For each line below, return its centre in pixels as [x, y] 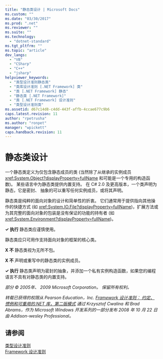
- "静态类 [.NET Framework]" [38, 96]
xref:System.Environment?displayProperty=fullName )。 [61, 219]
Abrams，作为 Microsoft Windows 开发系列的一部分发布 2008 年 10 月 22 [79, 310]
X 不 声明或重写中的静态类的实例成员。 [44, 260]
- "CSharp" [20, 64]
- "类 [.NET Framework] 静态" [39, 91]
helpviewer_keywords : [27, 78]
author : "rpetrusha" [26, 118]
